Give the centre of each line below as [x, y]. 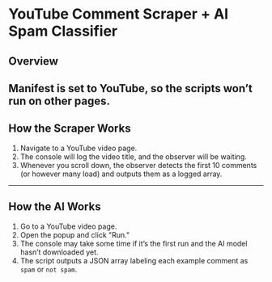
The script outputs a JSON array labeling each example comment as [134, 260]
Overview [34, 61]
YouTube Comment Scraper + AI [119, 14]
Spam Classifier [63, 31]
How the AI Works [55, 207]
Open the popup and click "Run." [75, 234]
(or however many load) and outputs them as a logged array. [121, 174]
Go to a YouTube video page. [68, 226]
